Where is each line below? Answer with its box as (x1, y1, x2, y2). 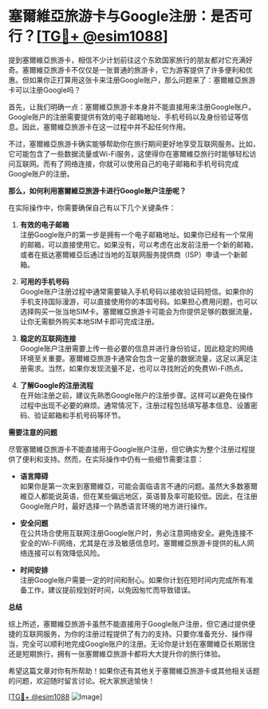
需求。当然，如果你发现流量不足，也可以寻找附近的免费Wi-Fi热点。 (26, 363, 248, 373)
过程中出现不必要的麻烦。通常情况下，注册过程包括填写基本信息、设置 (19, 400, 251, 410)
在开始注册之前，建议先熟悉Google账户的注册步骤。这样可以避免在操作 (19, 390, 254, 400)
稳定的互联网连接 (19, 333, 77, 343)
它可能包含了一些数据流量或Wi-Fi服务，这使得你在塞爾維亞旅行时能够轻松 (8, 149, 250, 158)
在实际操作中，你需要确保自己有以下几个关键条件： (8, 203, 176, 212)
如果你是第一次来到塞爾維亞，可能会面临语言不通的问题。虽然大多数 (19, 481, 244, 491)
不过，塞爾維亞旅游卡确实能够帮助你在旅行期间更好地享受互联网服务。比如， (8, 139, 260, 149)
